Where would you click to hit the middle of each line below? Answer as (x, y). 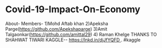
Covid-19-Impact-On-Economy (73, 9)
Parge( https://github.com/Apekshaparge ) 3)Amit (56, 29)
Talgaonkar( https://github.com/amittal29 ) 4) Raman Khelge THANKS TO (81, 34)
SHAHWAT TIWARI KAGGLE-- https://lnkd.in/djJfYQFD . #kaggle (73, 40)
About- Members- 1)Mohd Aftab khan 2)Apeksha (57, 23)
